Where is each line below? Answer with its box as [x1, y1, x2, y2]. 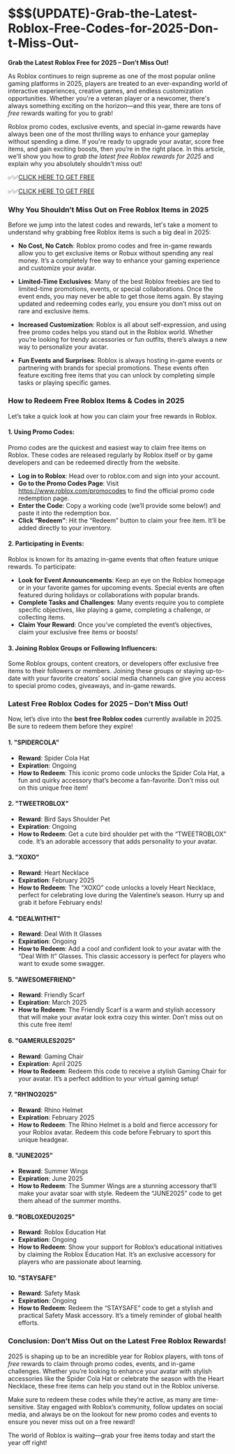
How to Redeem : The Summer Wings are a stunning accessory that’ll [17, 1182, 217, 1190]
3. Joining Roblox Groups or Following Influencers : [8, 644, 158, 652]
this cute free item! [17, 1021, 73, 1029]
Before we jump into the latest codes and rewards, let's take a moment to [8, 220, 218, 229]
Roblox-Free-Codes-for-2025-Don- [8, 20, 219, 36]
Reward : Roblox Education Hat [17, 1228, 107, 1236]
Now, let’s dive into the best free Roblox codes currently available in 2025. [8, 714, 222, 724]
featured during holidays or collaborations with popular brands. [17, 590, 200, 599]
